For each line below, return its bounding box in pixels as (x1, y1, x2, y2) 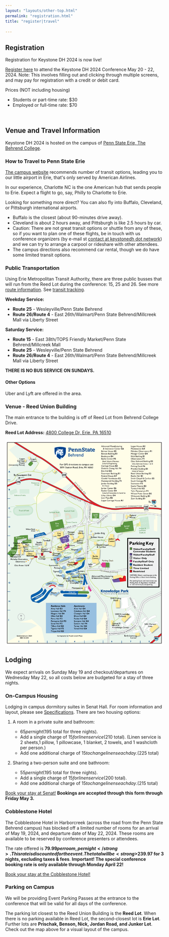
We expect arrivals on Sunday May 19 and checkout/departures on (5, 669, 143, 675)
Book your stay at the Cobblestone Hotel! (5, 871, 91, 877)
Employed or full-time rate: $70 (12, 102, 77, 108)
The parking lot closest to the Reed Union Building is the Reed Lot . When (5, 910, 156, 916)
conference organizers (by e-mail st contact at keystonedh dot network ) (12, 236, 162, 242)
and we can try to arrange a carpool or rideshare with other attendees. (12, 241, 159, 247)
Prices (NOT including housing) (5, 87, 70, 93)
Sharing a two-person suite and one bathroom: (12, 760, 110, 766)
